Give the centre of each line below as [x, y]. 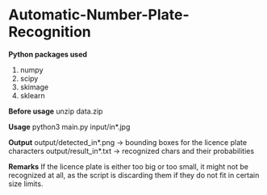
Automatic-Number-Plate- [99, 15]
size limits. [26, 184]
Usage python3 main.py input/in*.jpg [69, 127]
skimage [34, 87]
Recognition [50, 32]
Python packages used [48, 54]
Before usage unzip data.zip [56, 111]
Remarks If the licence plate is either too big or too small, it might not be [128, 166]
